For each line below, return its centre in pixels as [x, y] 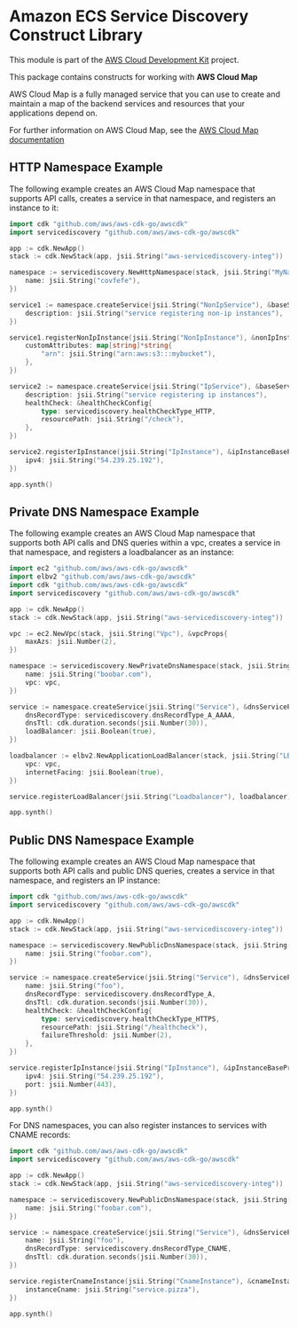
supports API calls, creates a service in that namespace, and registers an [143, 198]
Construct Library [76, 35]
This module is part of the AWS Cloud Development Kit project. [124, 59]
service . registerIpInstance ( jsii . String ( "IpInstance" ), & [118, 1068]
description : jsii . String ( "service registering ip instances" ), [146, 395]
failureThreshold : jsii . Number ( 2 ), [107, 1035]
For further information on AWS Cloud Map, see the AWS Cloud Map [134, 130]
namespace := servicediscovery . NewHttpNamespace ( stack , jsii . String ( [141, 272]
